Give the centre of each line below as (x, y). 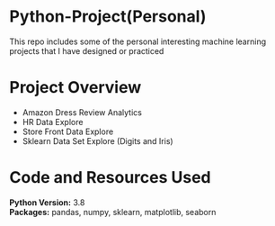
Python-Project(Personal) (108, 17)
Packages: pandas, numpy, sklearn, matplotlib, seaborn (113, 212)
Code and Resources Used (110, 178)
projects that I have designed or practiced (87, 50)
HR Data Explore (53, 122)
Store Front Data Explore (68, 131)
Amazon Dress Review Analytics (82, 112)
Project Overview (75, 88)
